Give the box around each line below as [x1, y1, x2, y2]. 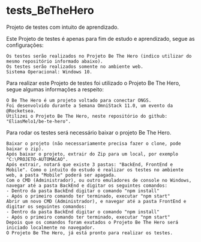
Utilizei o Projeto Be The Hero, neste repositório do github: [6, 113, 168, 119]
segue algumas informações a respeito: [6, 85, 104, 93]
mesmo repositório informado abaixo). [6, 58, 103, 64]
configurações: [6, 41, 44, 49]
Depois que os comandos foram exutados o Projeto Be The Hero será [6, 219, 179, 225]
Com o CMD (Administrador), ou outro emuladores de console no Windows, [6, 177, 192, 183]
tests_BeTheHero [6, 4, 94, 17]
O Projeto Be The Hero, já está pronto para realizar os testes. [6, 229, 173, 236]
